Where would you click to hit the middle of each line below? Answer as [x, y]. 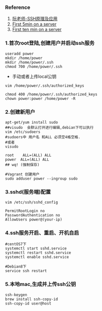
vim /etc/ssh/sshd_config [31, 202]
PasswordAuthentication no [33, 216]
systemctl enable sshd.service [37, 257]
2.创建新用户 [20, 112]
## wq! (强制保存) [22, 165]
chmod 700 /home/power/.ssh [34, 66]
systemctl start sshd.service [36, 249]
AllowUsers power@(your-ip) [34, 220]
